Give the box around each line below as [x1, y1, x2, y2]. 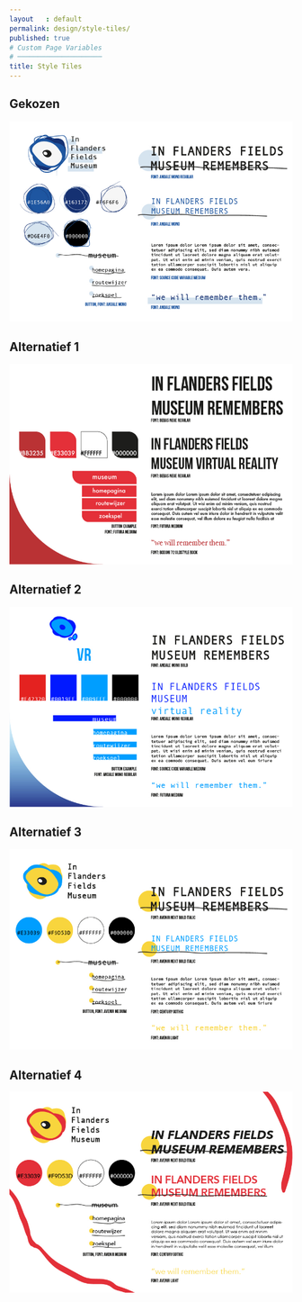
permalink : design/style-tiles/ [9, 23, 130, 33]
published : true [9, 33, 70, 42]
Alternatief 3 [9, 825, 83, 840]
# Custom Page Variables [9, 43, 102, 52]
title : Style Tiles [9, 62, 83, 71]
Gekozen [9, 96, 60, 112]
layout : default [9, 14, 83, 23]
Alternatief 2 [9, 582, 83, 598]
